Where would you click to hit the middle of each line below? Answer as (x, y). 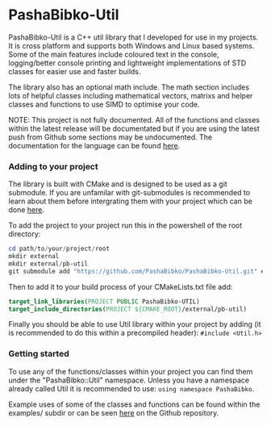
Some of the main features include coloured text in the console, (114, 54)
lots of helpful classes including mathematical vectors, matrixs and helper (131, 95)
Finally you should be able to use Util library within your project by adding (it (135, 324)
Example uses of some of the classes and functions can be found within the (134, 404)
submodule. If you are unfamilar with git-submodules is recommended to (129, 193)
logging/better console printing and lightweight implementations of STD (127, 63)
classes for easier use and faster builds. (75, 71)
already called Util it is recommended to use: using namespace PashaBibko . (131, 388)
